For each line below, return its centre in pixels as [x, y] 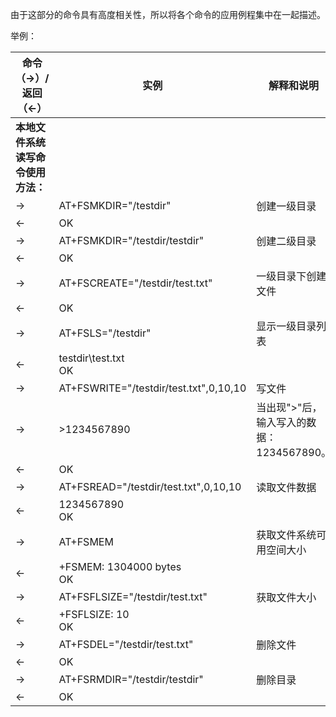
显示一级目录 [286, 326]
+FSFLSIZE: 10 [94, 614]
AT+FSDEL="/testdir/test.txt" [126, 644]
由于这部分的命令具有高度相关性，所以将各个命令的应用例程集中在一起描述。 [168, 14]
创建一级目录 [286, 206]
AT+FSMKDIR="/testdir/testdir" [131, 240]
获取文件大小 [286, 597]
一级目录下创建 [291, 276]
